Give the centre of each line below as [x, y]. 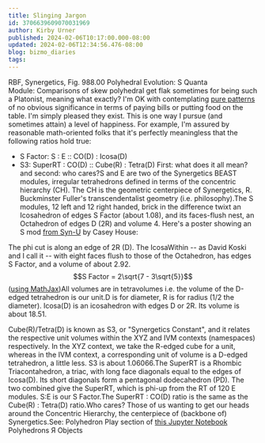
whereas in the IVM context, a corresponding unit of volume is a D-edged [128, 354]
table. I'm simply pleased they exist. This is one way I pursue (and [115, 115]
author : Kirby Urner [42, 30]
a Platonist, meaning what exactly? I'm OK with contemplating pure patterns [132, 99]
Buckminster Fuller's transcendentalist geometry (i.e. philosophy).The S [136, 198]
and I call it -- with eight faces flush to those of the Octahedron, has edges [130, 256]
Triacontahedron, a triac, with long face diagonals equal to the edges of [125, 371]
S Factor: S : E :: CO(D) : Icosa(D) [74, 156]
